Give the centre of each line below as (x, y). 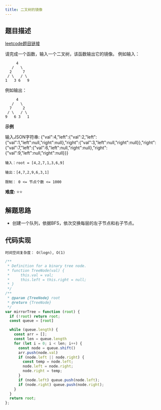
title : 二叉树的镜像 (24, 10)
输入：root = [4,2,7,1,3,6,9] (35, 163)
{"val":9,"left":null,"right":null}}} (37, 153)
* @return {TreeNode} (29, 302)
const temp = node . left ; (48, 362)
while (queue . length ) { (34, 330)
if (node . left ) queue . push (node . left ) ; (59, 380)
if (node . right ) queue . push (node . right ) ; (61, 384)
